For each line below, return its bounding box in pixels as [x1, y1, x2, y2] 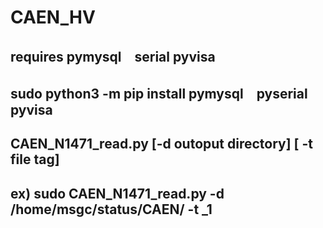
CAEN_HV [10, 6, 96, 29]
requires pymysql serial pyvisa [10, 48, 216, 65]
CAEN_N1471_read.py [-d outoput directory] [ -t [10, 136, 314, 153]
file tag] [10, 151, 60, 168]
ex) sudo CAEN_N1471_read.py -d [10, 185, 225, 202]
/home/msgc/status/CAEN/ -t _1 [10, 201, 213, 218]
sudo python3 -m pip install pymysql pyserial [10, 85, 308, 102]
